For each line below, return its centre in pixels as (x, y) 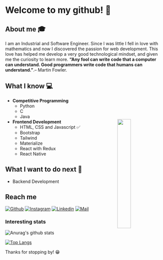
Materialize (31, 143)
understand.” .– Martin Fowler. (36, 70)
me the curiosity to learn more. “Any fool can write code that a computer (81, 59)
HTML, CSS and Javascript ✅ (50, 127)
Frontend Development (37, 122)
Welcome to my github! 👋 (58, 10)
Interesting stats (26, 222)
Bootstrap (30, 132)
